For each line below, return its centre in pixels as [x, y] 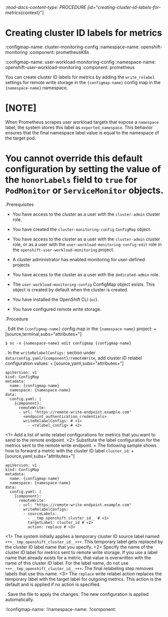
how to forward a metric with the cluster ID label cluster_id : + [70, 450]
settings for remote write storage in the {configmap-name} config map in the [83, 82]
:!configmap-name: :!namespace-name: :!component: [61, 609]
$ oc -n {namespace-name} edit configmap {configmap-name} [68, 343]
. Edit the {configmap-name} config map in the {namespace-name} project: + [81, 329]
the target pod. [21, 138]
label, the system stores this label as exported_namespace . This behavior [79, 127]
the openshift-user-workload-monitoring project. [63, 250]
